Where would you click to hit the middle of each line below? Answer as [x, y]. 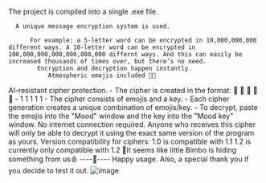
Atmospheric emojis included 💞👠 [102, 75]
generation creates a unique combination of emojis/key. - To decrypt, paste [133, 107]
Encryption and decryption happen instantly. [115, 68]
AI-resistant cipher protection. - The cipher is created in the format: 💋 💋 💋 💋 [133, 90]
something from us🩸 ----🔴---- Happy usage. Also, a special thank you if [129, 159]
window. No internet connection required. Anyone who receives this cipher [132, 124]
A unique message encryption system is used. [93, 26]
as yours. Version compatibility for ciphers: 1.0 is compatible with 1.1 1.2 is [130, 141]
